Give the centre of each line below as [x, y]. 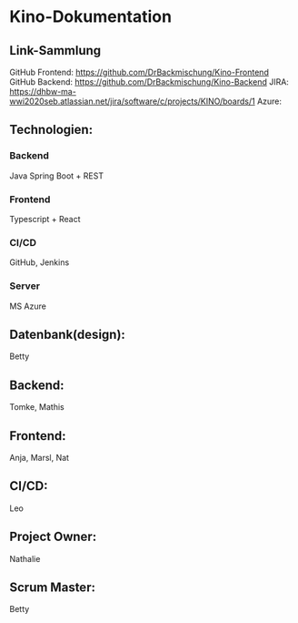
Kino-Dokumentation [91, 17]
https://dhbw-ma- [43, 92]
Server [25, 286]
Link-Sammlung [55, 51]
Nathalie [25, 558]
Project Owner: [53, 537]
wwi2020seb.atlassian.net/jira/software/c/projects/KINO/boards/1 [133, 101]
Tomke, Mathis [37, 407]
